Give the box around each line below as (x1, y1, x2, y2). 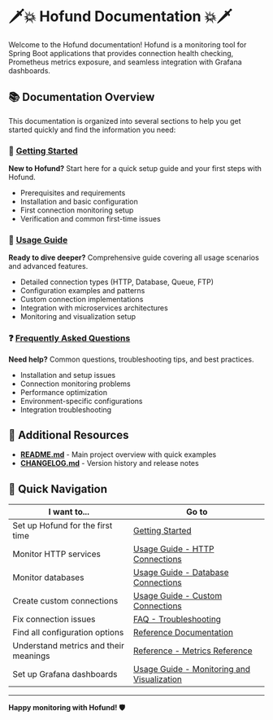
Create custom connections (12, 595, 119, 607)
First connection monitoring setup (19, 205, 134, 215)
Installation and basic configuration (19, 197, 138, 207)
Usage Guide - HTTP (132, 543, 214, 555)
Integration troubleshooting (19, 405, 112, 415)
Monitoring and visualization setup (19, 312, 136, 322)
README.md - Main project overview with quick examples (19, 450, 217, 459)
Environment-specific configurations (19, 396, 143, 406)
